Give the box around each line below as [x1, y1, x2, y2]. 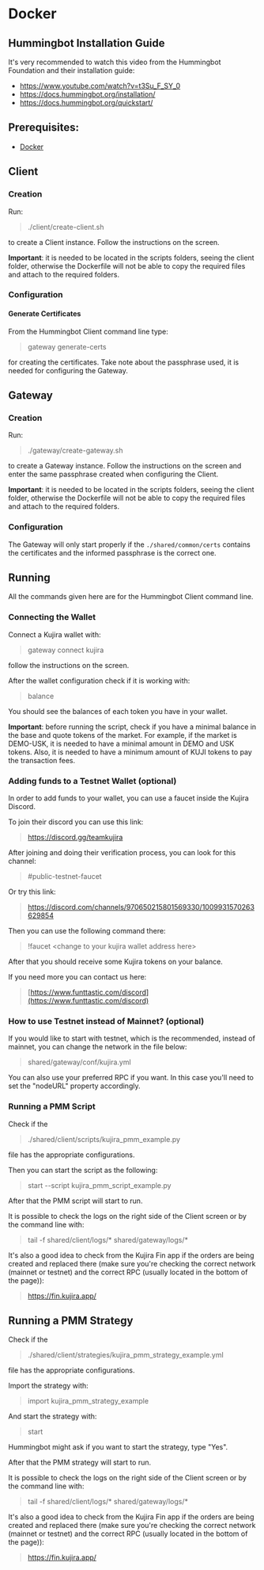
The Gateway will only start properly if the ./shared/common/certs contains [8, 540, 251, 549]
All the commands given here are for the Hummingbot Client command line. [8, 592, 254, 602]
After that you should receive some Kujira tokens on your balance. [8, 957, 223, 967]
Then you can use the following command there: [8, 926, 166, 936]
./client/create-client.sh [27, 222, 104, 231]
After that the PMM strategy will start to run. [8, 1457, 152, 1467]
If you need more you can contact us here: [8, 972, 147, 982]
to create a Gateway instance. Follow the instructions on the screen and [8, 461, 242, 471]
